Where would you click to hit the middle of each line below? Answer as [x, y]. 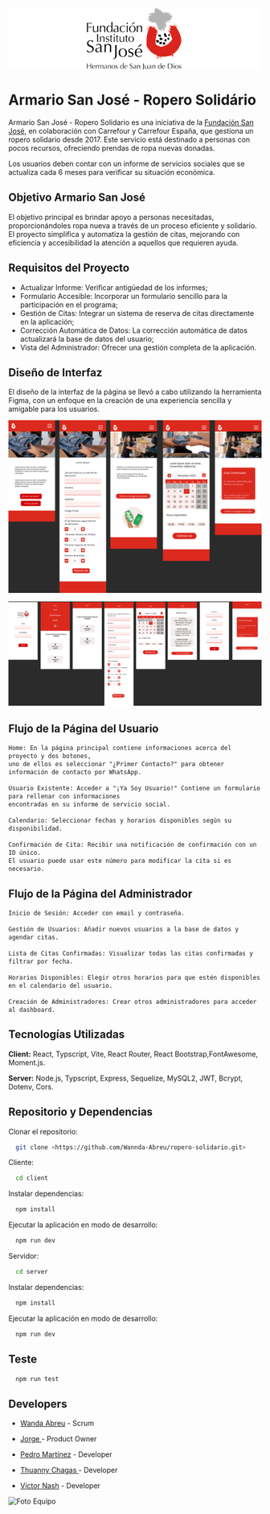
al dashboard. [32, 1010]
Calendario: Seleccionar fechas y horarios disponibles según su [120, 821]
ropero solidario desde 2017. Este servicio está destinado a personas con [129, 139]
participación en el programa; [69, 305]
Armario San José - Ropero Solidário [133, 100]
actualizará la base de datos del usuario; [87, 338]
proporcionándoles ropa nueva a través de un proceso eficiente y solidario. [133, 226]
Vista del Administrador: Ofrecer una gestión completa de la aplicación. [138, 347]
